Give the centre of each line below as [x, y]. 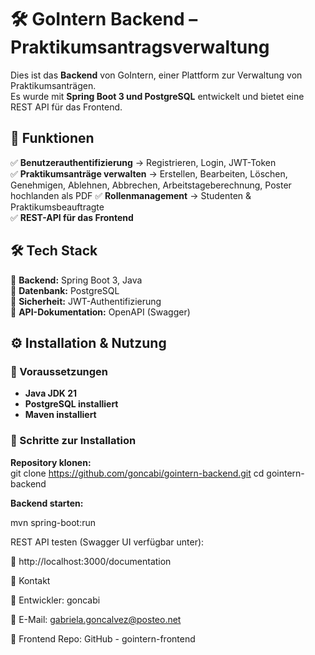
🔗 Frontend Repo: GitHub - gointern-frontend [103, 638]
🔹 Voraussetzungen [59, 371]
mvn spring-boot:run [53, 522]
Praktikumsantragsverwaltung [140, 47]
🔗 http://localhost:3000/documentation [91, 561]
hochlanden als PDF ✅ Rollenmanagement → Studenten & [131, 195]
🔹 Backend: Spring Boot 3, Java [76, 280]
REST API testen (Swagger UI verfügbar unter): [107, 542]
